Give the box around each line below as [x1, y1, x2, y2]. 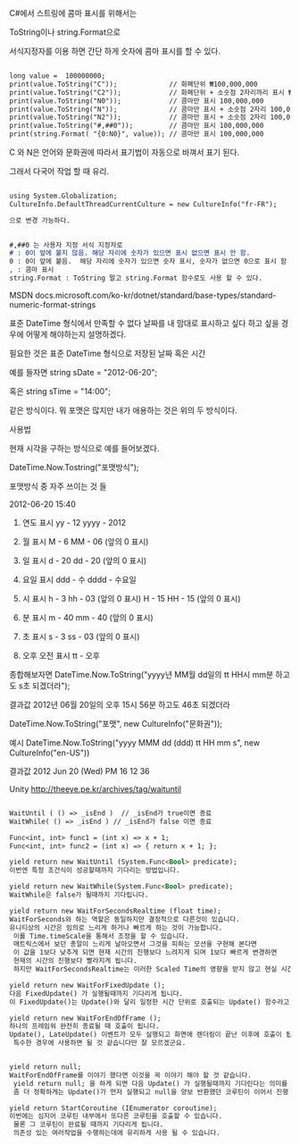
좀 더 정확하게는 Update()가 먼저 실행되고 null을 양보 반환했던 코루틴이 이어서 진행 [12, 1087, 288, 1097]
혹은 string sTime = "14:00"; [9, 385, 112, 396]
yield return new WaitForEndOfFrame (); [9, 1014, 162, 1023]
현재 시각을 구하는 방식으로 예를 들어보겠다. [9, 442, 160, 453]
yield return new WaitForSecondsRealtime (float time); [9, 906, 221, 915]
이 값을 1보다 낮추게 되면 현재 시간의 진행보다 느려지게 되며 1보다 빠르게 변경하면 [12, 948, 278, 957]
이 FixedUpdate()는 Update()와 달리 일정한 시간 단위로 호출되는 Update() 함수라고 [9, 998, 290, 1006]
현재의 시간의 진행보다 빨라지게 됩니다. [12, 956, 137, 965]
